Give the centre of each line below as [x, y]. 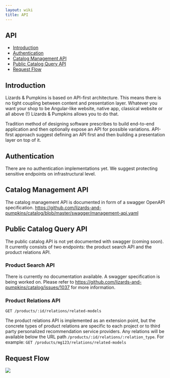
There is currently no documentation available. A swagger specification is [83, 276]
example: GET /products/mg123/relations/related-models [66, 342]
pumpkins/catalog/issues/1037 [38, 287]
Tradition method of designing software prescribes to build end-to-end [80, 124]
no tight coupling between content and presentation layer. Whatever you [81, 103]
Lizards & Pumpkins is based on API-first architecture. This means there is [83, 98]
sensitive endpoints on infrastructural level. [51, 173]
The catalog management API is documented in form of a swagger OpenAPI [85, 202]
